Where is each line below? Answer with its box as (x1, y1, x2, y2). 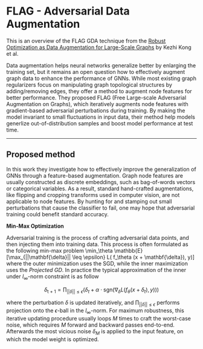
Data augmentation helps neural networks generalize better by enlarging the (6, 62, 196, 69)
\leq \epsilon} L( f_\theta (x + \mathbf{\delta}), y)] (72, 253, 195, 261)
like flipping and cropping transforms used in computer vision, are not (6, 191, 180, 198)
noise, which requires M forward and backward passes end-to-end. (6, 321, 175, 328)
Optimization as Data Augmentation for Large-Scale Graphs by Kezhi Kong (6, 44, 192, 51)
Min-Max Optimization (6, 222, 65, 230)
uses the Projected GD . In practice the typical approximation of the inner (6, 266, 186, 273)
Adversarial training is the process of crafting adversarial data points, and (6, 234, 189, 241)
